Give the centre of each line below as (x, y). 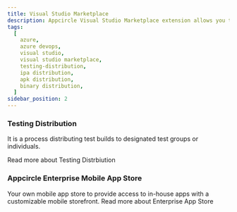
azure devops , (41, 46)
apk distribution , (47, 79)
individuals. (24, 146)
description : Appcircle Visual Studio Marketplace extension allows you (116, 20)
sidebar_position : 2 (38, 99)
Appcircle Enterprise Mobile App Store (75, 178)
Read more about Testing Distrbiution (61, 160)
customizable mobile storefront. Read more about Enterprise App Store (110, 201)
